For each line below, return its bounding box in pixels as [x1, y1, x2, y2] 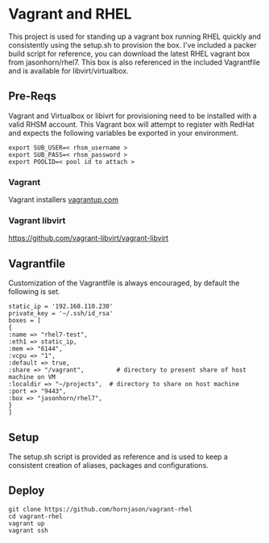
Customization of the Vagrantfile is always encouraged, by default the [8, 278, 240, 288]
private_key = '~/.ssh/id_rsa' [8, 309, 114, 318]
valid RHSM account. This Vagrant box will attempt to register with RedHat [8, 119, 255, 129]
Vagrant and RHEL [8, 5, 132, 23]
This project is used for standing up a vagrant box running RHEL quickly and [8, 32, 262, 41]
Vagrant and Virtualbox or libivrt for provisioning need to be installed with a [8, 111, 258, 120]
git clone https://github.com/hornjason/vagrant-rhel [8, 505, 193, 513]
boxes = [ [8, 317, 42, 325]
